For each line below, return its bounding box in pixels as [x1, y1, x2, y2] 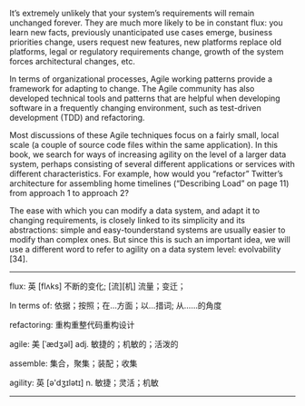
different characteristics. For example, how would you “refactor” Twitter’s [9, 168, 284, 179]
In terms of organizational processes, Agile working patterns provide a [9, 74, 273, 84]
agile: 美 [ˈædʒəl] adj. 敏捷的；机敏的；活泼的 [9, 339, 179, 349]
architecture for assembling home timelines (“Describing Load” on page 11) [9, 178, 290, 189]
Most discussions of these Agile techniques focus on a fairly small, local [9, 130, 280, 140]
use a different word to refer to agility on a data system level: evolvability [9, 244, 281, 254]
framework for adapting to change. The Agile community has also [9, 84, 255, 94]
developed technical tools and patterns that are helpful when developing [9, 93, 280, 104]
